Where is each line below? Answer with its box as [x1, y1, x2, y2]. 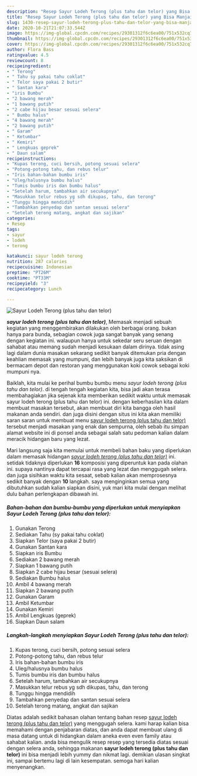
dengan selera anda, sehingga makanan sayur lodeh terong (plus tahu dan [6, 745, 189, 752]
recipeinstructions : [6, 156, 57, 162]
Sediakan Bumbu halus [15, 575, 71, 582]
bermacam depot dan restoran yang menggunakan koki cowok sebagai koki [6, 362, 189, 369]
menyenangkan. [6, 764, 46, 771]
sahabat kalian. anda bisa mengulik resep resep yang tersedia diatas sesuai [6, 739, 189, 746]
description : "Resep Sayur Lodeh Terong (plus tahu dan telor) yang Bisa [6, 8, 191, 15]
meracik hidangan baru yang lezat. [6, 436, 90, 443]
